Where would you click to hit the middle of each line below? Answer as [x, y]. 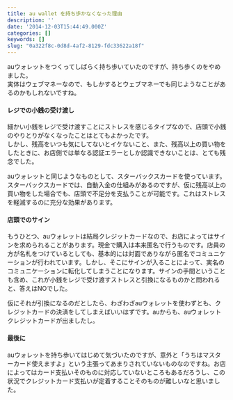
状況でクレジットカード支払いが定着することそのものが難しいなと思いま [111, 381]
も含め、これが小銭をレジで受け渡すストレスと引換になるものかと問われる [114, 280]
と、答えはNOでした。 [39, 289]
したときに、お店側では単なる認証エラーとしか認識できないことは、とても [114, 153]
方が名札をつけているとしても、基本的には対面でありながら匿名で [102, 254]
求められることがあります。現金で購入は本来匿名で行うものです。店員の [122, 245]
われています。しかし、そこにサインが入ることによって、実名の [134, 262]
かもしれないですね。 [50, 93]
